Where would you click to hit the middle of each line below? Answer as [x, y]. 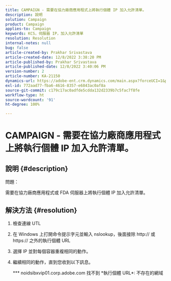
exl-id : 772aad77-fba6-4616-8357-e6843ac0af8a [55, 85]
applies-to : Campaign [28, 29]
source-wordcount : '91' [31, 100]
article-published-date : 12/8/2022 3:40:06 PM [55, 67]
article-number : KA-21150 [33, 76]
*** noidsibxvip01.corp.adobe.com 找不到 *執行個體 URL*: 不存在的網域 [88, 273]
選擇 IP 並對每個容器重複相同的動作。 [52, 251]
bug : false [17, 48]
